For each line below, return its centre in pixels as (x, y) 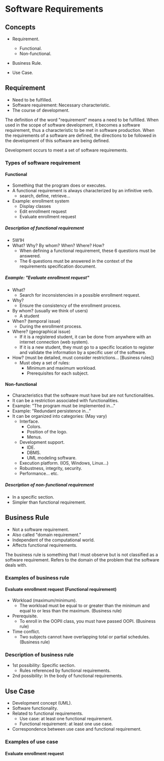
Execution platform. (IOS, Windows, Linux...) (64, 463)
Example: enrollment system (41, 201)
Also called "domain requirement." (47, 534)
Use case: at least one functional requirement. (66, 719)
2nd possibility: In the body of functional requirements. (68, 676)
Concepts (20, 27)
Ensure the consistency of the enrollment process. (70, 305)
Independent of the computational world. (53, 540)
